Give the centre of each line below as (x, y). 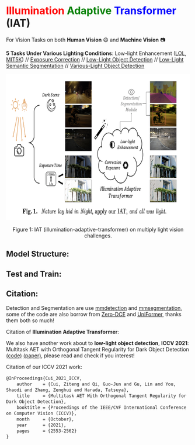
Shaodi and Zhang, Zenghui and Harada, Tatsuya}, (68, 390)
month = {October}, (46, 419)
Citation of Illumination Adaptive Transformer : (63, 332)
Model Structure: (38, 254)
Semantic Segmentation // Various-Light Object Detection (75, 65)
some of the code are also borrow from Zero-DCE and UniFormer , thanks (94, 314)
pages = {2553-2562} (47, 431)
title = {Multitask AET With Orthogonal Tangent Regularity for (102, 396)
